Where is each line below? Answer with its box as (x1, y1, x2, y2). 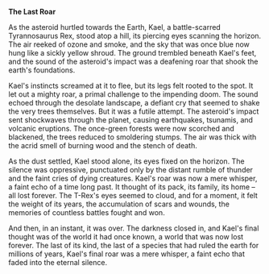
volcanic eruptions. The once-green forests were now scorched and (8, 124, 235, 133)
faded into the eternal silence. (8, 258, 107, 267)
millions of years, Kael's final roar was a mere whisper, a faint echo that (8, 249, 246, 259)
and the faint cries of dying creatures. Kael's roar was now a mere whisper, (8, 173, 258, 183)
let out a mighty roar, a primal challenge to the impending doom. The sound (8, 89, 259, 99)
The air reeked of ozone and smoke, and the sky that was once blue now (8, 39, 250, 49)
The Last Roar (8, 7, 56, 16)
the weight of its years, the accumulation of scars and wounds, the (8, 199, 230, 209)
